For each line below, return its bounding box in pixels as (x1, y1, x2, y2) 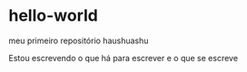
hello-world (8, 5, 99, 26)
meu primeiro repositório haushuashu (8, 35, 149, 46)
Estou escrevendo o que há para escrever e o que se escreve (8, 52, 238, 63)
